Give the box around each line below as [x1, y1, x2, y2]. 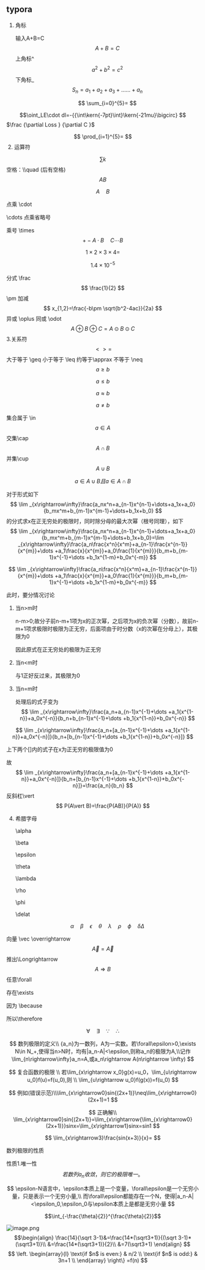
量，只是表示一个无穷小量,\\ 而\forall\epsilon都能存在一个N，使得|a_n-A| [12, 1192, 194, 1200]
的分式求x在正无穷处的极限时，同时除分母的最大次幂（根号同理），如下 [6, 517, 184, 524]
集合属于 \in [6, 414, 36, 421]
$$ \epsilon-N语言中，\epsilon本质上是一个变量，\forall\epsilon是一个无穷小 [7, 1185, 199, 1192]
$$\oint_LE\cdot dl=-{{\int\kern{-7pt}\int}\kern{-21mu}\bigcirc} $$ [19, 111, 187, 119]
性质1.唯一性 [6, 1159, 37, 1167]
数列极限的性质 [6, 1146, 44, 1154]
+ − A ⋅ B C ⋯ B [82, 237, 124, 244]
